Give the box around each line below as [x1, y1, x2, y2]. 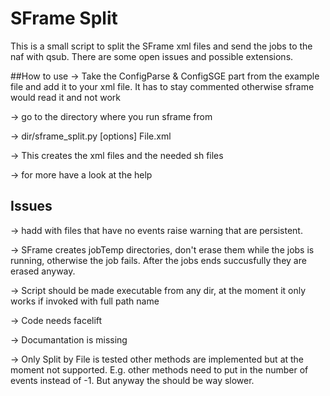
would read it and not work [10, 91, 121, 103]
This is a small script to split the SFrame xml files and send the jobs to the [10, 40, 313, 52]
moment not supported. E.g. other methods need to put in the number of [10, 363, 309, 376]
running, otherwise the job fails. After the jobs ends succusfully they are [10, 254, 307, 266]
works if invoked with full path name [10, 295, 160, 307]
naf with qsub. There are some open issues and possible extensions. [10, 50, 294, 62]
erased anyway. [10, 265, 76, 277]
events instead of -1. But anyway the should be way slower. [10, 374, 255, 386]
